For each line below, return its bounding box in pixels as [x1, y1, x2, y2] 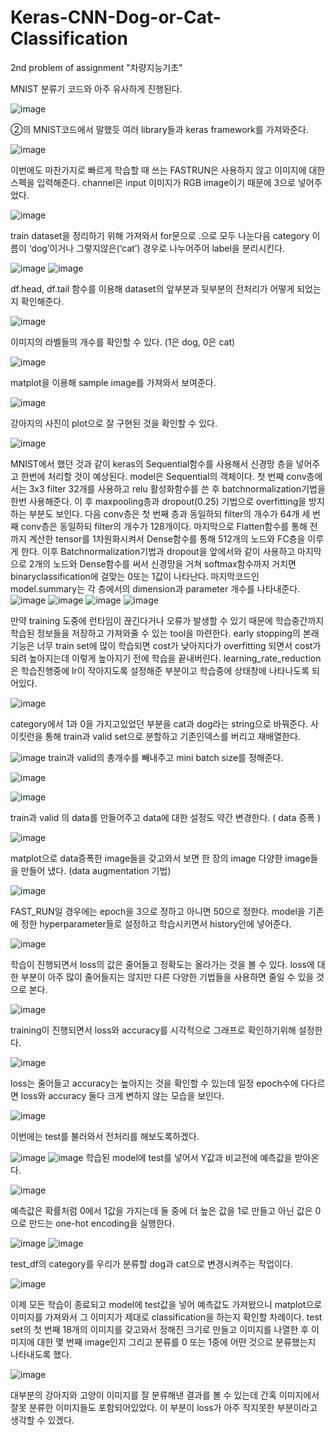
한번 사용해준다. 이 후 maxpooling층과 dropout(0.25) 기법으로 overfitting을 [10, 495, 307, 507]
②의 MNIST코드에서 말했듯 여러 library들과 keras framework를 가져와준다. [10, 123, 309, 135]
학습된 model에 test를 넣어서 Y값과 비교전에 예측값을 [85, 1151, 293, 1163]
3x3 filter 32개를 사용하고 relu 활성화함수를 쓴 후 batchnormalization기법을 [28, 482, 326, 495]
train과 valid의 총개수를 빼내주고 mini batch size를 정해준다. [48, 751, 284, 763]
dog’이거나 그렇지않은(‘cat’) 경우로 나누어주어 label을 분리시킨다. [31, 242, 286, 254]
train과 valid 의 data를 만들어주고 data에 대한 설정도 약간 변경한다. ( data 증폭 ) [10, 811, 322, 823]
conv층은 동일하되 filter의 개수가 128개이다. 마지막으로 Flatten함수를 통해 [20, 520, 308, 532]
